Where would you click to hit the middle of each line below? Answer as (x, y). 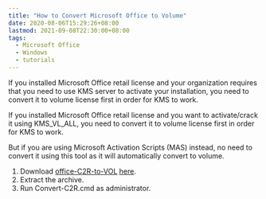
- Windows (31, 53)
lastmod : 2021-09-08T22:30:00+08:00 (69, 30)
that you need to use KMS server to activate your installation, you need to (129, 91)
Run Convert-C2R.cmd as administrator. (85, 188)
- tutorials (35, 60)
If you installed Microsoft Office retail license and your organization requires (133, 82)
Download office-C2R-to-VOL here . (78, 171)
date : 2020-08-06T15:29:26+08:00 (64, 23)
